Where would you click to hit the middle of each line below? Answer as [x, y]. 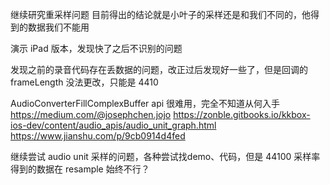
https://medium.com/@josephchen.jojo [91, 114]
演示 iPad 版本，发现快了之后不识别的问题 [96, 48]
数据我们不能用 [58, 27]
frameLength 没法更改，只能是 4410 [84, 82]
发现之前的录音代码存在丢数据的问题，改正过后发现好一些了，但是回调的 [159, 69]
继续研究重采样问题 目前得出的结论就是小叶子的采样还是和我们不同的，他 [160, 14]
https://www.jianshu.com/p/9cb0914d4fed [98, 136]
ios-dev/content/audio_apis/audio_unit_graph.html [113, 125]
